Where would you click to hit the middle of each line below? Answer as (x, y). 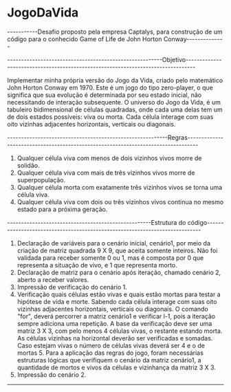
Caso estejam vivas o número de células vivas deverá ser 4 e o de (111, 345)
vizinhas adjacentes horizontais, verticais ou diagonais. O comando (112, 309)
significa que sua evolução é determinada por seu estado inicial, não (104, 95)
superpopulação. (41, 179)
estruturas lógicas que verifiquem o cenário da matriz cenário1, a (109, 360)
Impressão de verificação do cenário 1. (72, 287)
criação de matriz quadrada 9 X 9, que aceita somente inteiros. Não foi (117, 250)
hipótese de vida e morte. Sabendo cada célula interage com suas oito (117, 301)
